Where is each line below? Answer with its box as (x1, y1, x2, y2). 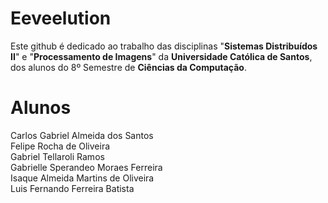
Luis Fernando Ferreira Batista (10, 182, 135, 194)
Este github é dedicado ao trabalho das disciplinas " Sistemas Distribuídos (10, 40, 318, 52)
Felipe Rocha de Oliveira (10, 140, 111, 152)
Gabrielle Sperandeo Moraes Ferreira (10, 161, 163, 173)
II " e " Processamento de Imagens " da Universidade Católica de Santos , (10, 50, 313, 62)
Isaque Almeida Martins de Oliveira (10, 172, 155, 184)
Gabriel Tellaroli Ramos (10, 150, 105, 162)
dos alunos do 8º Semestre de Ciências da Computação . (10, 61, 247, 73)
